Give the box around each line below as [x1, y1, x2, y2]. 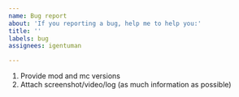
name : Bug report [8, 11, 67, 20]
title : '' [8, 27, 42, 35]
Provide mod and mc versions [20, 71, 120, 81]
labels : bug [8, 34, 49, 43]
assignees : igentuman [8, 42, 82, 50]
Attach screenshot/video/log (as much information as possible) [20, 80, 232, 90]
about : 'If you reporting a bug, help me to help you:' [8, 19, 202, 27]
